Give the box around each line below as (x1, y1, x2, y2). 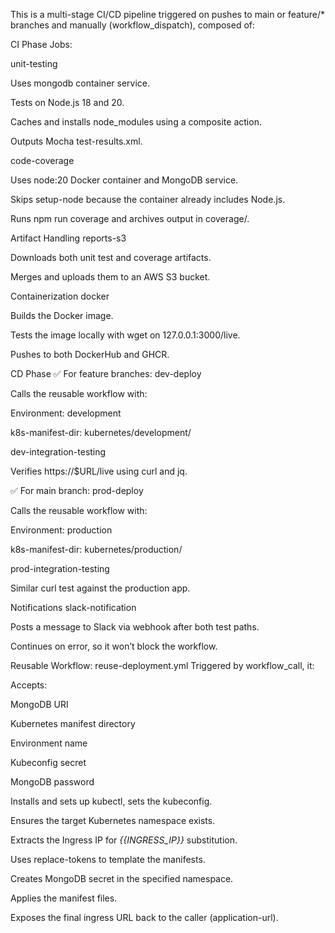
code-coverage (10, 155, 75, 166)
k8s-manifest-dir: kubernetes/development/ (10, 427, 192, 438)
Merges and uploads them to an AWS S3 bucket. (10, 271, 211, 283)
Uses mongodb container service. (10, 77, 150, 89)
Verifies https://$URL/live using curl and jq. (10, 465, 188, 477)
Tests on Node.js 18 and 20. (10, 97, 125, 108)
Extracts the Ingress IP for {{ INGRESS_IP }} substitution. (10, 834, 238, 846)
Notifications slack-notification (10, 602, 137, 613)
